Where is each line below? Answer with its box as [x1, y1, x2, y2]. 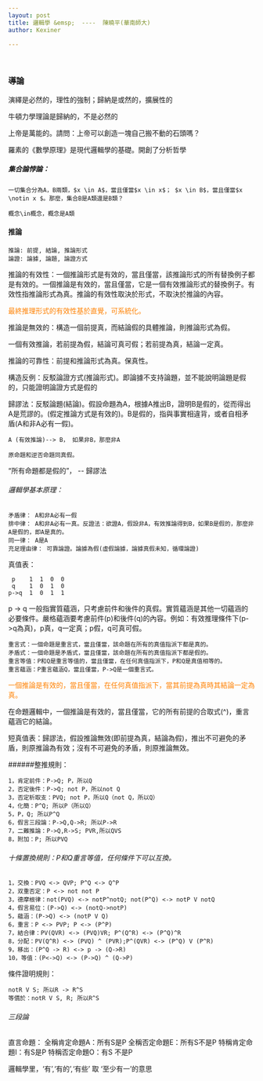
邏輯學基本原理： [8, 485, 63, 495]
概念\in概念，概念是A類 [8, 210, 75, 217]
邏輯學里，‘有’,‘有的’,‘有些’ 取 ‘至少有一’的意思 [8, 1065, 153, 1074]
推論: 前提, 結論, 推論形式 [8, 247, 88, 254]
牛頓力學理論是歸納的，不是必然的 [8, 111, 118, 121]
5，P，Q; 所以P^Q [8, 810, 60, 819]
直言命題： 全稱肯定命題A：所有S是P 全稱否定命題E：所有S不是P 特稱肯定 [8, 1038, 247, 1047]
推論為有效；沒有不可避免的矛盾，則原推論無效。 [34, 743, 193, 753]
